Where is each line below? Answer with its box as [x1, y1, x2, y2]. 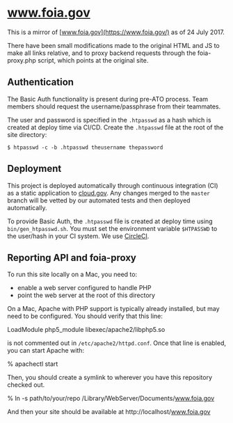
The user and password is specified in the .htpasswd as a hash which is [7, 115, 211, 124]
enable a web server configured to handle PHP [17, 284, 152, 292]
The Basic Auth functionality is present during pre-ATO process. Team [7, 95, 209, 103]
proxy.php [7, 56, 37, 64]
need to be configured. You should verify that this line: [7, 312, 163, 321]
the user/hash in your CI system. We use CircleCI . [7, 232, 150, 240]
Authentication [7, 77, 74, 88]
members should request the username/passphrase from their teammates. [7, 102, 221, 111]
